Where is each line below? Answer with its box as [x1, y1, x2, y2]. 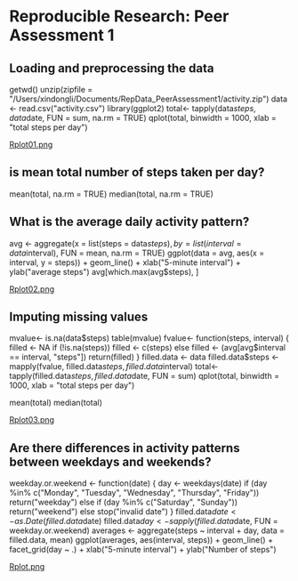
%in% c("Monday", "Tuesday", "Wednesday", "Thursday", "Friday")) [9, 488, 260, 498]
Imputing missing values [9, 310, 149, 325]
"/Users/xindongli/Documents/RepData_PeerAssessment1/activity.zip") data [9, 93, 287, 104]
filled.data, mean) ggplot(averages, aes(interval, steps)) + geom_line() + [9, 535, 274, 545]
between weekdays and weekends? [9, 454, 212, 469]
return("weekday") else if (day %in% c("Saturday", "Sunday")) [9, 496, 238, 508]
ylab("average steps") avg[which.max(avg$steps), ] [9, 266, 199, 277]
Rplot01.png [9, 140, 53, 149]
